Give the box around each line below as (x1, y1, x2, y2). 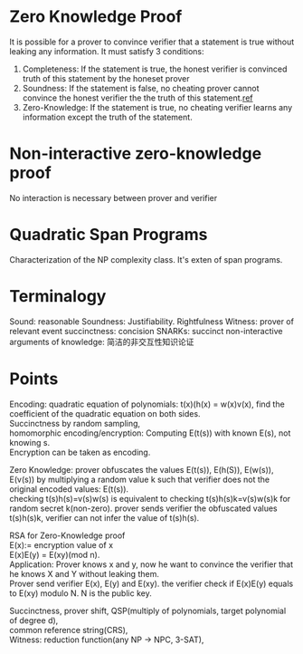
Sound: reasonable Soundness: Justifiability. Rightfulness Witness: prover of (9, 315, 294, 327)
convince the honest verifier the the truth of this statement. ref (22, 92, 253, 103)
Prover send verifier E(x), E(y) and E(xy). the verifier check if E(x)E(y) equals (9, 578, 294, 589)
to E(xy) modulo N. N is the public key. (9, 587, 152, 599)
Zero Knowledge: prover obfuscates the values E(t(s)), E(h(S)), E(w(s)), (9, 464, 274, 475)
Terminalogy (9, 286, 107, 306)
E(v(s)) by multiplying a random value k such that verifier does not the (9, 474, 270, 485)
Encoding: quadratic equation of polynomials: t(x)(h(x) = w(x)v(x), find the (9, 399, 285, 409)
